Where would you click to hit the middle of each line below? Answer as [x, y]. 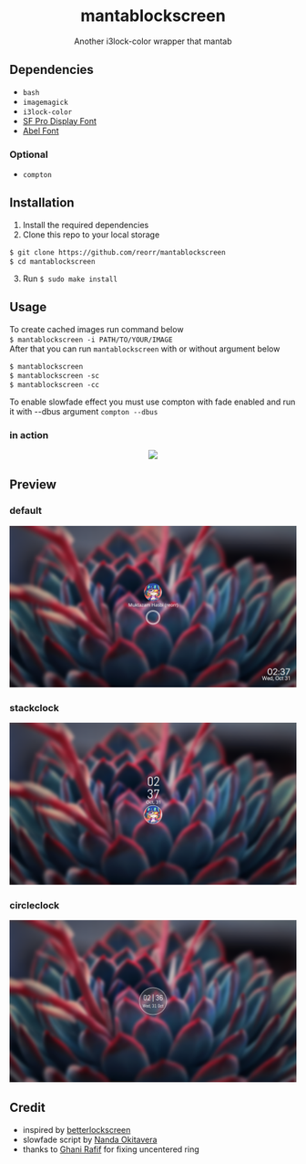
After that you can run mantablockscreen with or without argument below [145, 349]
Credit [27, 1108]
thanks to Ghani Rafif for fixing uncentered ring [111, 1149]
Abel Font [41, 131]
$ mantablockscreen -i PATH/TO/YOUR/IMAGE [91, 340]
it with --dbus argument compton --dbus [84, 411]
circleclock [35, 905]
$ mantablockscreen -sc [55, 375]
